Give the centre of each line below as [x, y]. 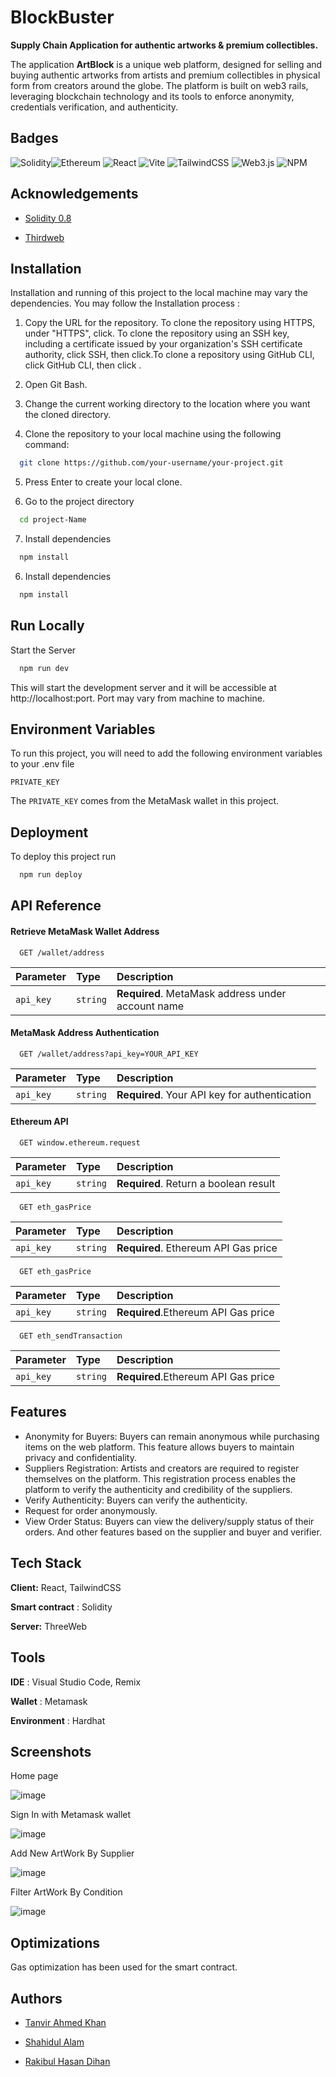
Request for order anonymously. [91, 1510]
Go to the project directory [79, 502]
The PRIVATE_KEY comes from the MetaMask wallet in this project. [144, 801]
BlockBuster [62, 17]
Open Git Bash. [56, 385]
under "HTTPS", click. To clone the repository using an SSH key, [157, 333]
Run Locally [47, 626]
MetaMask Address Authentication [85, 1033]
